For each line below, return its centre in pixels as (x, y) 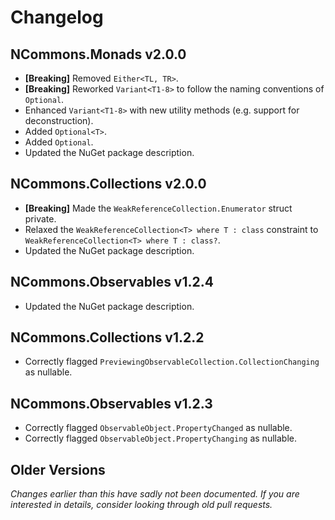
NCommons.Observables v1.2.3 (111, 403)
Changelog (57, 17)
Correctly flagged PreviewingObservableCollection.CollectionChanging (172, 362)
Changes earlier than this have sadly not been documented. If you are (155, 494)
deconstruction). (59, 120)
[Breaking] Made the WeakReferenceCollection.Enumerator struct (158, 208)
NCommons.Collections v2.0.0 (108, 184)
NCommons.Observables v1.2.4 (112, 282)
